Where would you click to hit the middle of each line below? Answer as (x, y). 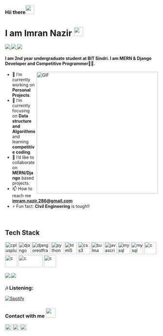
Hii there (15, 12)
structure (22, 121)
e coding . (22, 152)
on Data (20, 116)
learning (20, 142)
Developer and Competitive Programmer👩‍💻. (50, 64)
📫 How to (22, 189)
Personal (21, 90)
